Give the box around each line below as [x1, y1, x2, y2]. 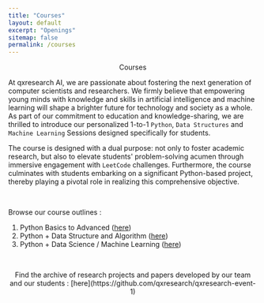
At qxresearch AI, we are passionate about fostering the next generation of [8, 78, 251, 88]
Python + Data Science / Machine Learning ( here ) [19, 240, 182, 249]
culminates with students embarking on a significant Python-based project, [8, 169, 253, 178]
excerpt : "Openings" [8, 26, 77, 34]
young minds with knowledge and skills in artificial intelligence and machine [8, 95, 255, 104]
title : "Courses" [8, 11, 66, 20]
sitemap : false [8, 33, 58, 42]
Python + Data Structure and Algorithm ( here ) [19, 231, 168, 241]
